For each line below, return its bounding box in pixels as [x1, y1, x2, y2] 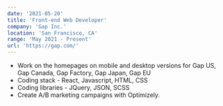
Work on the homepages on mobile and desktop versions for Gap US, [17, 62, 217, 69]
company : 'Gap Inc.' [7, 23, 67, 30]
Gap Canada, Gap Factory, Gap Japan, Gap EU [17, 69, 151, 77]
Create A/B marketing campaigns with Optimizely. [17, 91, 160, 99]
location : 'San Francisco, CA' [7, 29, 98, 37]
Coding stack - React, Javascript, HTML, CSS [17, 76, 148, 84]
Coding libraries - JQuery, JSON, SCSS [17, 84, 130, 91]
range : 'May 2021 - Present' [7, 36, 92, 43]
